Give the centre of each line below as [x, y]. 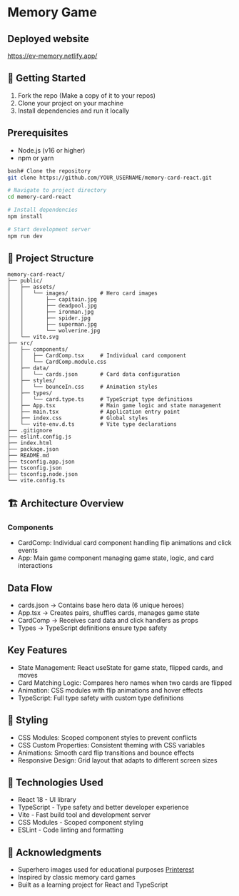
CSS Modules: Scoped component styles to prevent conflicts [107, 737]
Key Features [37, 650]
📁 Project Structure [51, 259]
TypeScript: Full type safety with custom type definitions [101, 698]
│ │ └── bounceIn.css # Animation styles [83, 387]
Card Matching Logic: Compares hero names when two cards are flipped [124, 683]
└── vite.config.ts [36, 481]
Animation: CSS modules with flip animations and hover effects [110, 690]
